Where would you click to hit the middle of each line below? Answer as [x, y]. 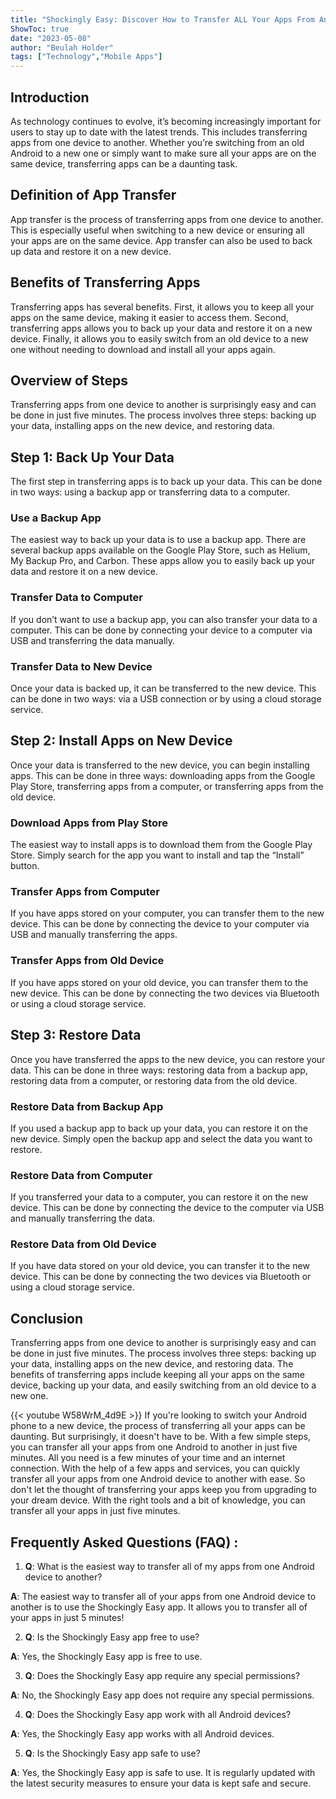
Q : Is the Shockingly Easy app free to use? [112, 1637]
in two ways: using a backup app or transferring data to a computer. [150, 492]
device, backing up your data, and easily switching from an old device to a [163, 1385]
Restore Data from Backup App [87, 1106]
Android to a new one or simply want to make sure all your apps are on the [163, 153]
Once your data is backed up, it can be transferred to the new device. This [163, 688]
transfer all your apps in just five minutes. [95, 1511]
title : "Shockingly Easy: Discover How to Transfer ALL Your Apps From [162, 19]
